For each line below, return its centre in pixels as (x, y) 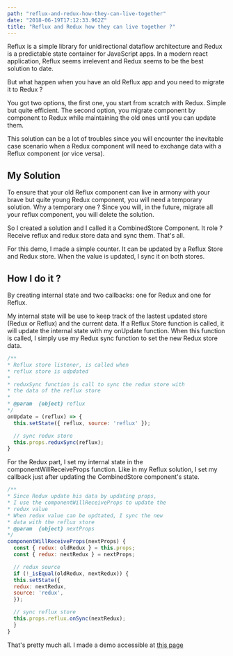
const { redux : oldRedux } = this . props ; (74, 548)
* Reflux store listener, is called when (68, 365)
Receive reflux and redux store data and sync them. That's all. (96, 236)
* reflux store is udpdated (48, 371)
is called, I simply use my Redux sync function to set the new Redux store (112, 338)
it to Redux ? (25, 90)
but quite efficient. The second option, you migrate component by (102, 110)
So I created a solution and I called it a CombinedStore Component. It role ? (115, 228)
